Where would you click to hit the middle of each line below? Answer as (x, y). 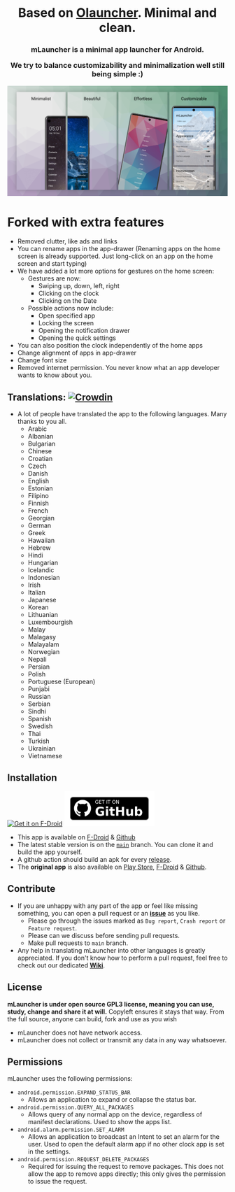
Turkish (39, 741)
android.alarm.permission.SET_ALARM (71, 1130)
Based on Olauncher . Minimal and (117, 13)
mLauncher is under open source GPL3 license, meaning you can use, (111, 1004)
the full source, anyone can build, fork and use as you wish (92, 1019)
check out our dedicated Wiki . (61, 965)
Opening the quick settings (77, 338)
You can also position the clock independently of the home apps (110, 346)
